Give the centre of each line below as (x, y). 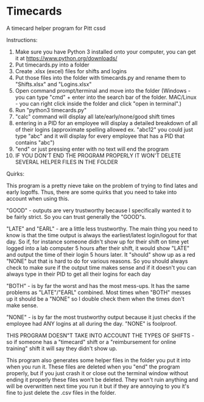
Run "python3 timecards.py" (51, 110)
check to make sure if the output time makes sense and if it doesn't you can (101, 267)
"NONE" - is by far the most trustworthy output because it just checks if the (101, 317)
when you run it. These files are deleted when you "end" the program (93, 367)
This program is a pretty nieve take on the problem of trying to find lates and (102, 185)
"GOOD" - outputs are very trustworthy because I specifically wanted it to (99, 210)
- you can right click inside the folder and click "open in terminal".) (98, 103)
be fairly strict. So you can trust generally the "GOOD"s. (76, 217)
